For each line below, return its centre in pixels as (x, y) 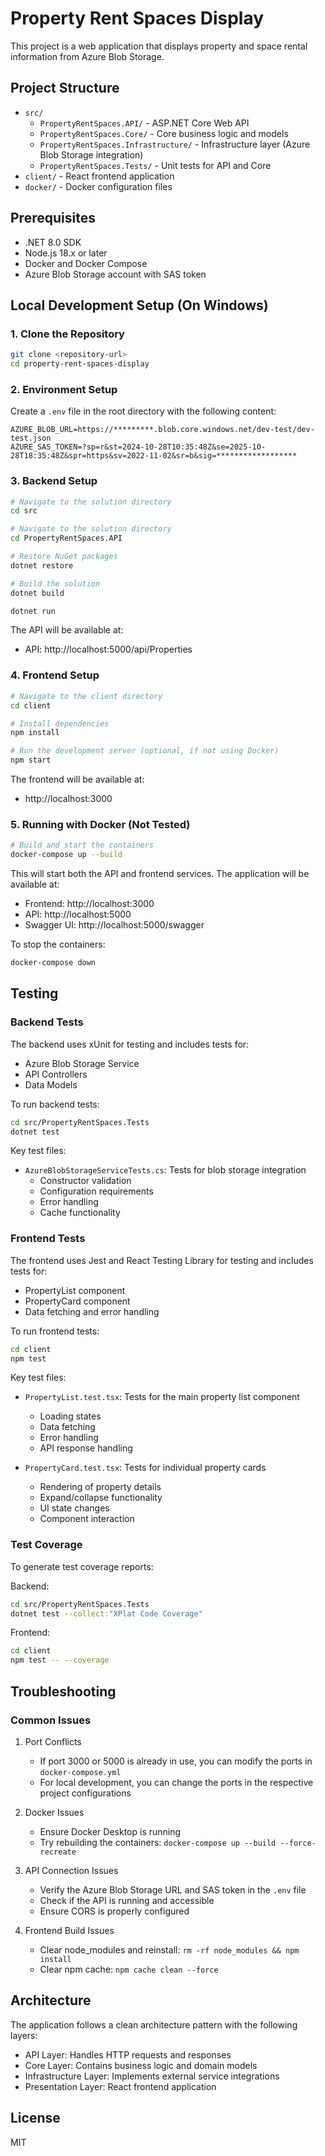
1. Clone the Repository (67, 334)
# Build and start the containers (82, 845)
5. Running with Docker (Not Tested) (100, 824)
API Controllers (56, 1074)
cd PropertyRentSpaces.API (66, 538)
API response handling (86, 1448)
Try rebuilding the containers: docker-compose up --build (158, 1842)
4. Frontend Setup (55, 675)
